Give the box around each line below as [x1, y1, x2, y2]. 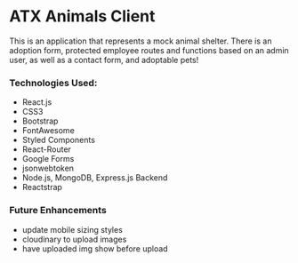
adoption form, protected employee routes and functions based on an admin [9, 44, 289, 55]
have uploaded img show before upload [21, 243, 168, 254]
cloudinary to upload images [21, 234, 127, 244]
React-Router [21, 144, 71, 155]
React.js [21, 97, 52, 108]
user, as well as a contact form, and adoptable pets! [9, 54, 199, 65]
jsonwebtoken [21, 163, 74, 174]
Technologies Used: [9, 76, 98, 89]
